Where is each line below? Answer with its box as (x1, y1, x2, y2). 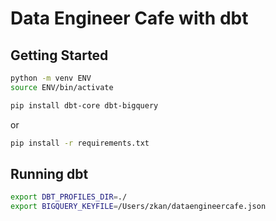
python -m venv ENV (10, 73, 92, 83)
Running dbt (10, 165, 89, 182)
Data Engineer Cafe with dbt (10, 7, 249, 30)
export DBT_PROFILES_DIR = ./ (10, 192, 128, 202)
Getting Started (10, 47, 109, 64)
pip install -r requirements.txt (10, 138, 150, 148)
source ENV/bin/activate (10, 82, 114, 92)
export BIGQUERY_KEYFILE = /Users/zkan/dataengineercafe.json (10, 202, 267, 212)
